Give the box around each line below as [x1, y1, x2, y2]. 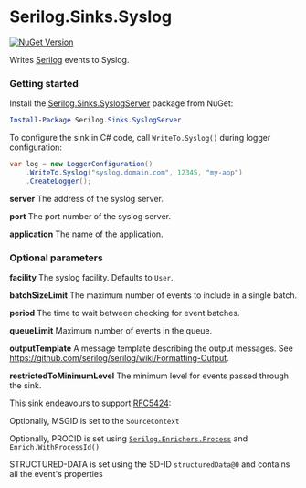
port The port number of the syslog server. [9, 210, 172, 221]
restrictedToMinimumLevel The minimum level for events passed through [9, 370, 290, 381]
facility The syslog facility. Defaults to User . [9, 272, 174, 283]
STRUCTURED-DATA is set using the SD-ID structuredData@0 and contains [9, 459, 290, 470]
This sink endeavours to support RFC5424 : [9, 398, 172, 408]
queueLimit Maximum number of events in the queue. [9, 325, 213, 336]
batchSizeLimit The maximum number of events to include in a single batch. [9, 290, 298, 301]
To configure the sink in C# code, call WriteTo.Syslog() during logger [9, 133, 271, 143]
